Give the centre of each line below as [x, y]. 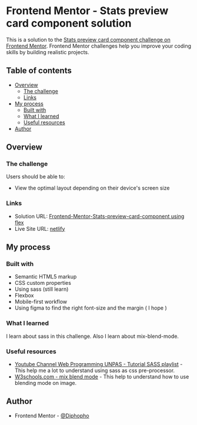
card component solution [69, 23]
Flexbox [24, 295]
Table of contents [39, 71]
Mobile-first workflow [41, 302]
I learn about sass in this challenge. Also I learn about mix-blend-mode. [93, 336]
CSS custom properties [43, 283]
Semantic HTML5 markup [46, 277]
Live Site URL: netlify [40, 228]
